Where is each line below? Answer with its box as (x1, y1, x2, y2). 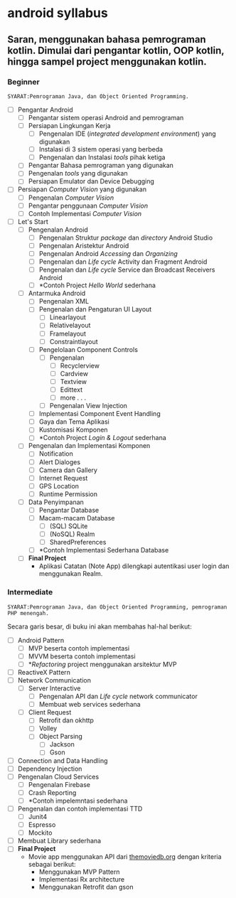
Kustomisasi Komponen (38, 425, 108, 434)
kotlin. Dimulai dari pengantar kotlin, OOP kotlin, (7, 44, 225, 56)
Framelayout (49, 329, 87, 338)
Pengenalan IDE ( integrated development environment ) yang (38, 129, 217, 138)
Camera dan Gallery (38, 466, 98, 474)
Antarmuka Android (28, 289, 86, 298)
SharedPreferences (49, 538, 107, 547)
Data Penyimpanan (28, 498, 84, 506)
